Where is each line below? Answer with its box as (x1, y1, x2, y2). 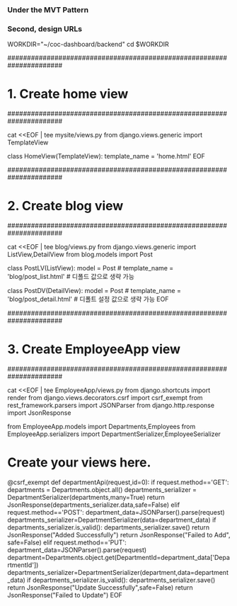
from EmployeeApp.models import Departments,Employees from (7, 423, 196, 431)
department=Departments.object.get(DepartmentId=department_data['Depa (7, 553, 230, 561)
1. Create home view (7, 86, 129, 102)
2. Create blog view (7, 198, 124, 214)
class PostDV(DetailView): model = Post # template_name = (7, 287, 182, 295)
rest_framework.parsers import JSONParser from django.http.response (7, 401, 214, 410)
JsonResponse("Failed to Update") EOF (7, 590, 122, 599)
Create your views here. (7, 455, 151, 471)
